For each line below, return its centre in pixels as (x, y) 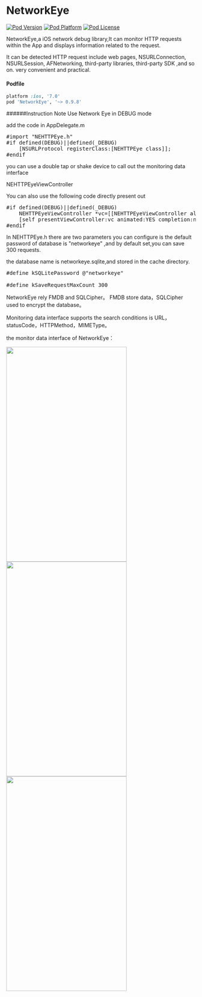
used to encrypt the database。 (46, 304)
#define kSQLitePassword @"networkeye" (65, 273)
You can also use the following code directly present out (76, 196)
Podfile (15, 83)
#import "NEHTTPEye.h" (40, 137)
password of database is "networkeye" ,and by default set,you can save (95, 243)
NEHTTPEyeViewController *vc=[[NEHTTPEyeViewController (103, 213)
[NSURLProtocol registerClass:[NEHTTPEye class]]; (95, 149)
